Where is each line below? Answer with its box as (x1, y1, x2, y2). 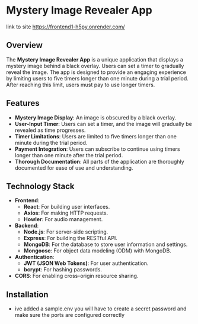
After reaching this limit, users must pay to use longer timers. (6, 81, 155, 88)
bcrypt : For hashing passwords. (23, 266, 103, 273)
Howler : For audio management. (23, 216, 103, 223)
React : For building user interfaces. (23, 203, 110, 210)
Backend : (14, 222, 39, 229)
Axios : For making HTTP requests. (23, 209, 108, 216)
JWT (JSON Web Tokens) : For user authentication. (23, 260, 149, 267)
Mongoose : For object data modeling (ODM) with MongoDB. (23, 247, 172, 254)
